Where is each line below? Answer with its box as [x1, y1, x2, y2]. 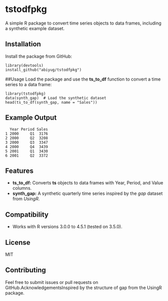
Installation [5, 40, 41, 49]
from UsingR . [12, 196, 40, 202]
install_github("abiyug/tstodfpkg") [5, 67, 82, 72]
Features [5, 166, 34, 175]
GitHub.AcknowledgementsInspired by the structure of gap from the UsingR [5, 284, 162, 290]
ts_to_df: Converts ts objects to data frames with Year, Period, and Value [12, 180, 163, 186]
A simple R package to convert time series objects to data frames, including [5, 20, 161, 26]
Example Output [5, 114, 57, 122]
